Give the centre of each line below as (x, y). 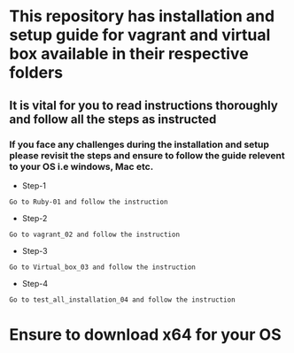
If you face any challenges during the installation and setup (139, 144)
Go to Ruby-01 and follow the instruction (89, 202)
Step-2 (35, 218)
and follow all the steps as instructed (113, 119)
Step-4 (35, 283)
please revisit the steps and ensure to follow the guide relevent (147, 155)
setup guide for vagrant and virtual (140, 35)
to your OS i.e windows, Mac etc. (81, 166)
